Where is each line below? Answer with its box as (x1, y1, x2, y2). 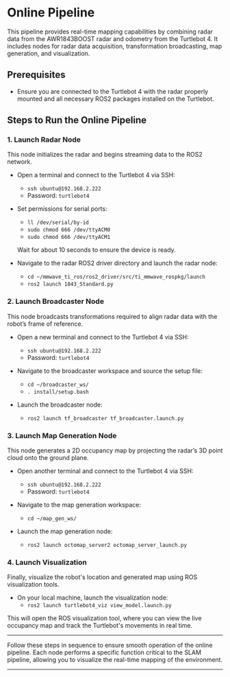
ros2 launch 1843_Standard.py (27, 281, 114, 288)
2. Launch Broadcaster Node (7, 296, 105, 306)
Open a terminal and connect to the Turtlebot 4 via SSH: (16, 171, 176, 179)
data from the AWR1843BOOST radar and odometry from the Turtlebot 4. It (7, 34, 218, 42)
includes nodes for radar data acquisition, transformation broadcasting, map (7, 42, 222, 50)
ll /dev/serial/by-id (27, 219, 89, 227)
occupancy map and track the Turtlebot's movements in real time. (7, 622, 193, 630)
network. (7, 157, 33, 166)
